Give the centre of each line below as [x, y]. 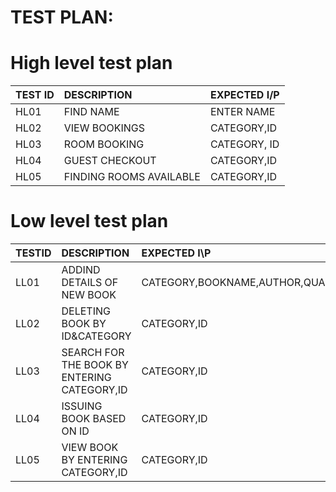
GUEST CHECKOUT [110, 161]
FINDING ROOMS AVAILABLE [132, 177]
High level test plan [91, 63]
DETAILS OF [90, 283]
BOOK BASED [94, 419]
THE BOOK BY [95, 365]
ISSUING [82, 406]
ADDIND [81, 270]
